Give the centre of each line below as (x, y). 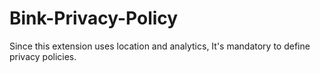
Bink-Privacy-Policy (94, 18)
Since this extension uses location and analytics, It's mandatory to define (160, 46)
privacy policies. (43, 56)
